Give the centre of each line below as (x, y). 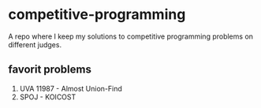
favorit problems (50, 70)
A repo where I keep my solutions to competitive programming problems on (131, 36)
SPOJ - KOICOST (48, 97)
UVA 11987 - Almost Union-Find (71, 88)
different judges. (35, 44)
